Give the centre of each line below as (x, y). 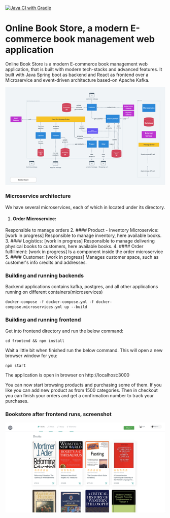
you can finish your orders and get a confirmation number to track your (80, 395)
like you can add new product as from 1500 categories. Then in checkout (82, 390)
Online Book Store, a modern (67, 28)
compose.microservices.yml (34, 307)
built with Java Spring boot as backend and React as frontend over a (77, 75)
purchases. (17, 401)
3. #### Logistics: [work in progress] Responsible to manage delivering (80, 241)
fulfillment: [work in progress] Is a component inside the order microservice (84, 252)
